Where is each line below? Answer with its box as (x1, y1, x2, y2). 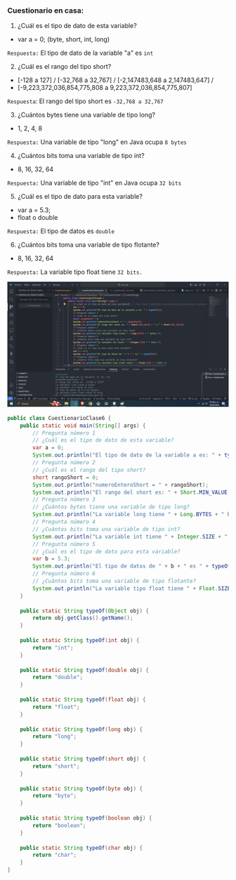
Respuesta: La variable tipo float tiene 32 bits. (7, 268, 143, 276)
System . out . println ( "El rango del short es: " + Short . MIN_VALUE (32, 489, 228, 496)
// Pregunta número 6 (32, 570, 96, 577)
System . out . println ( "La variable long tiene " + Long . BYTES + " (32, 511, 225, 518)
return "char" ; (32, 852, 77, 859)
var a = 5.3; (17, 206, 51, 214)
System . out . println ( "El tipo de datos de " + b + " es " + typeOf (32, 563, 231, 570)
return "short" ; (32, 763, 80, 770)
